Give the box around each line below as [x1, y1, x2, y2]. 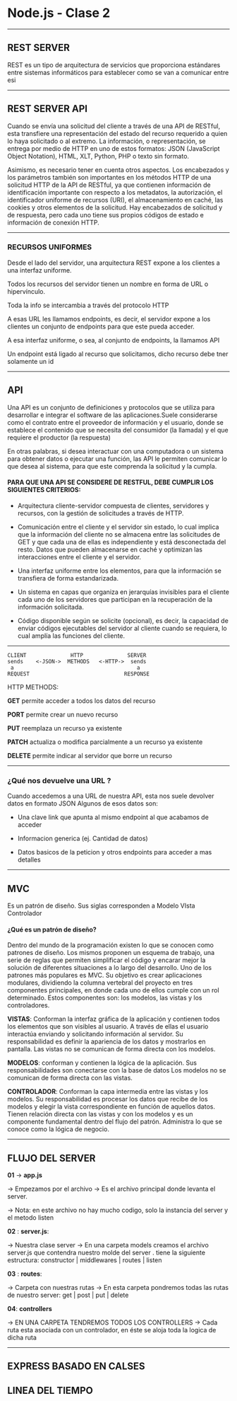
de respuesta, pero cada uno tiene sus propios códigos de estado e [7, 210, 205, 219]
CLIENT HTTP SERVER [7, 651, 147, 659]
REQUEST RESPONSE [7, 670, 150, 677]
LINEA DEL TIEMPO [7, 1384, 93, 1396]
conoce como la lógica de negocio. [7, 1125, 109, 1133]
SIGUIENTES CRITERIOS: [7, 486, 81, 494]
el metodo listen [7, 1213, 54, 1222]
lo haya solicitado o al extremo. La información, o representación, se [7, 137, 206, 145]
